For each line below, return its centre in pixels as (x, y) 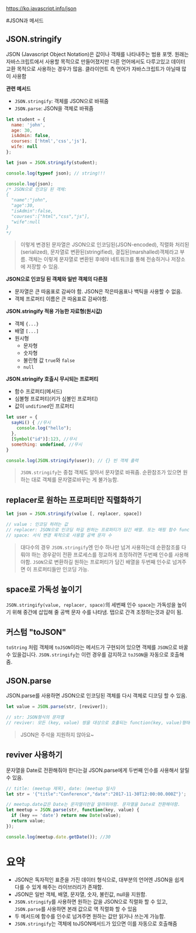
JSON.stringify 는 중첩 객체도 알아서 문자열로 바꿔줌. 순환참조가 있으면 (101, 472)
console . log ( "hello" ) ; (44, 428)
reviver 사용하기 (34, 755)
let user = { (22, 417)
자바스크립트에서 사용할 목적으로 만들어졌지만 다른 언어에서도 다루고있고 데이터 (96, 61)
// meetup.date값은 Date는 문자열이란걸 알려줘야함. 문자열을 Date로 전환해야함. (93, 805)
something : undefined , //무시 (47, 445)
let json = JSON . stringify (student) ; (52, 163)
